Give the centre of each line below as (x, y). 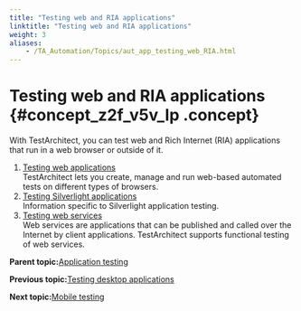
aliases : (26, 43)
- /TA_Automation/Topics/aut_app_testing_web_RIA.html (131, 52)
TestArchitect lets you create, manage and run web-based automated (152, 177)
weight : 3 (28, 34)
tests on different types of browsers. (90, 187)
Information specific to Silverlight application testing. (121, 206)
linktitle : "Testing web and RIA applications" (101, 26)
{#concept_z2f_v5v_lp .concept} (134, 115)
